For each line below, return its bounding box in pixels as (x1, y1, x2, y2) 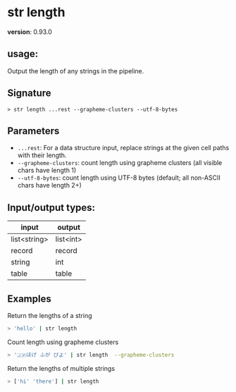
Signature (7, 87, 51, 99)
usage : (7, 48, 39, 60)
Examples (7, 293, 51, 305)
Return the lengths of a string (7, 312, 93, 319)
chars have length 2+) (17, 181, 82, 190)
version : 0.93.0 (7, 27, 53, 36)
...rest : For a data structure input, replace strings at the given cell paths (17, 144, 230, 152)
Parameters (7, 125, 60, 137)
